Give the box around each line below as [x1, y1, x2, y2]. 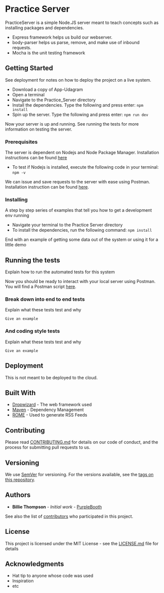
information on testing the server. [5, 126, 72, 132]
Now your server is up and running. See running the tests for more [5, 121, 139, 127]
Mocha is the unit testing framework [12, 50, 86, 56]
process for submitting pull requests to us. [5, 444, 91, 450]
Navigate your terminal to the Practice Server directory [12, 222, 123, 228]
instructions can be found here [5, 155, 67, 161]
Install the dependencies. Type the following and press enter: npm [12, 102, 143, 108]
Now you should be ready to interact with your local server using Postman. [5, 279, 156, 285]
